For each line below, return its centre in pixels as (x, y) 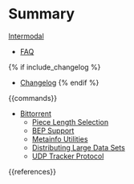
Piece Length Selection (70, 122)
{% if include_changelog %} (55, 67)
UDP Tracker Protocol (68, 156)
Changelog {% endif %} (59, 82)
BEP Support (53, 130)
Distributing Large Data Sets (79, 147)
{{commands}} (33, 98)
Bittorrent (36, 114)
